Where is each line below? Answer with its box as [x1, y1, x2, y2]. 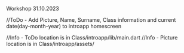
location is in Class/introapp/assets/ [6, 41, 94, 47]
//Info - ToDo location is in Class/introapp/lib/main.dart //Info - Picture [6, 34, 178, 41]
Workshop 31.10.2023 [6, 5, 60, 12]
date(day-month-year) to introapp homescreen [6, 23, 121, 29]
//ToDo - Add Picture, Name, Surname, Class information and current [6, 16, 176, 23]
